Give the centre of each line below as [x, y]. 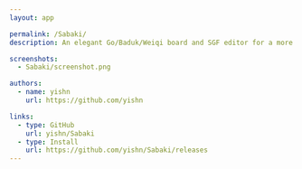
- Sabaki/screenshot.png [64, 67]
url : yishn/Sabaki [60, 133]
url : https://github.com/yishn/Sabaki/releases [117, 150]
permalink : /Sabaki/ [48, 34]
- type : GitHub [46, 125]
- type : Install [48, 142]
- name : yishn [44, 92]
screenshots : [34, 59]
